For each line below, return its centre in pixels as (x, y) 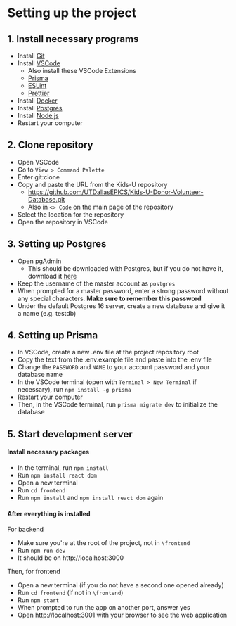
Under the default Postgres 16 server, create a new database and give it (121, 306)
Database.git (46, 199)
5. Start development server (70, 434)
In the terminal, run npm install (63, 468)
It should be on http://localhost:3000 (71, 558)
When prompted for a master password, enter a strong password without (123, 290)
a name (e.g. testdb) (47, 313)
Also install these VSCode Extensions (82, 71)
